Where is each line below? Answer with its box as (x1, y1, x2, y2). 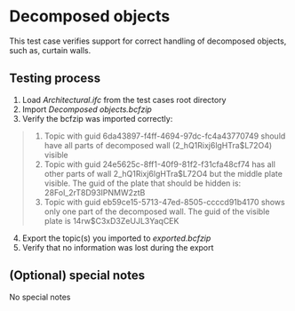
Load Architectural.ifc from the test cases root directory (21, 94, 227, 105)
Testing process (9, 71, 100, 86)
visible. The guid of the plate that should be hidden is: (44, 178, 242, 188)
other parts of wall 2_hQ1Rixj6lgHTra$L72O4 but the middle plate (44, 168, 283, 179)
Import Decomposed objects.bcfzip (21, 104, 153, 115)
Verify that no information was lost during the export (21, 242, 214, 252)
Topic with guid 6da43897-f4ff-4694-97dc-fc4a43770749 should (44, 131, 286, 141)
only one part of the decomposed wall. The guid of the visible (44, 206, 270, 217)
